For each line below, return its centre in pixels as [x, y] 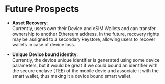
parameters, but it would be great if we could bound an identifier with [85, 65]
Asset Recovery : [30, 23]
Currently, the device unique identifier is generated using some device [86, 60]
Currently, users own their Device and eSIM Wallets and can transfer [84, 28]
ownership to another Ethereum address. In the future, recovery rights [86, 34]
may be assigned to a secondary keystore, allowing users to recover [84, 39]
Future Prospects [42, 9]
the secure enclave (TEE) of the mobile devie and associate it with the [85, 71]
